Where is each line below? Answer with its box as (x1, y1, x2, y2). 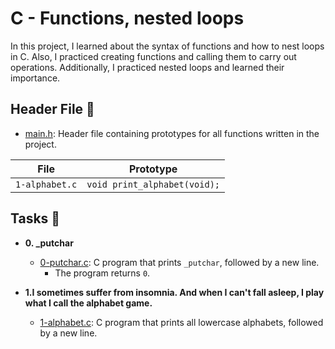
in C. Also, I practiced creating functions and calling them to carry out (10, 50, 297, 62)
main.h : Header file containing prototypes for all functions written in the (24, 127, 320, 139)
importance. (10, 72, 61, 84)
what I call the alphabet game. (24, 297, 153, 309)
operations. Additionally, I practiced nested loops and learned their (10, 61, 285, 73)
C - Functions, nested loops (10, 7, 245, 30)
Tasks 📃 (10, 210, 61, 227)
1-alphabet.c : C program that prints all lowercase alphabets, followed (39, 316, 324, 328)
